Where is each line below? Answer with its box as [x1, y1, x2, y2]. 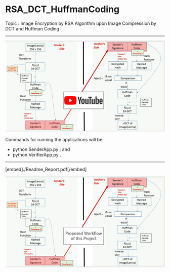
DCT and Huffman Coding [5, 25, 60, 31]
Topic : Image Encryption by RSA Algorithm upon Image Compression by [5, 20, 157, 26]
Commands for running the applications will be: [5, 136, 104, 142]
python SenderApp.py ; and [12, 146, 70, 152]
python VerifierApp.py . [12, 151, 61, 158]
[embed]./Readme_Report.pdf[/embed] [5, 166, 87, 172]
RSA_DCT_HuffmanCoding [5, 4, 120, 15]
